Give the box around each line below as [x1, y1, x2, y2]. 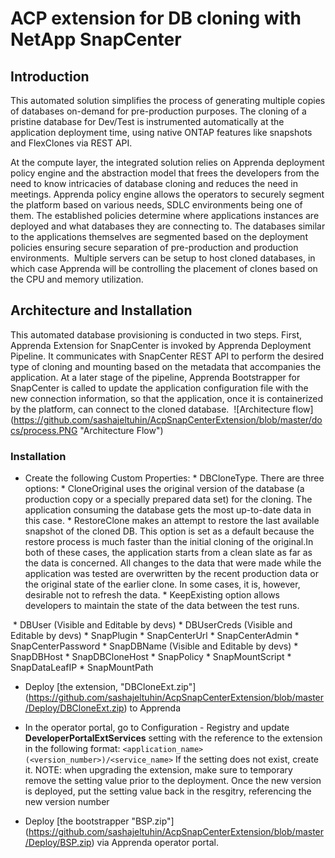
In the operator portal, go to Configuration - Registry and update [24, 722, 290, 734]
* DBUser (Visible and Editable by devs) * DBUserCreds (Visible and [12, 619, 293, 631]
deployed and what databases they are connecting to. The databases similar [10, 220, 326, 232]
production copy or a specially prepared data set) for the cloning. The [24, 493, 313, 506]
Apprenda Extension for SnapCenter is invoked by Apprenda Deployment [10, 339, 312, 351]
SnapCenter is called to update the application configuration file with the [10, 382, 309, 394]
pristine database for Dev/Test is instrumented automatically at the [10, 116, 285, 127]
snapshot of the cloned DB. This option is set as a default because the [24, 525, 315, 537]
